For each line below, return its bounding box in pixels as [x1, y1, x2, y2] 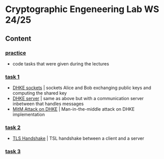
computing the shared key [12, 90, 67, 96]
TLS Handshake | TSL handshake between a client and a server [12, 135, 144, 141]
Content [5, 34, 32, 43]
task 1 [5, 73, 20, 80]
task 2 [5, 124, 21, 131]
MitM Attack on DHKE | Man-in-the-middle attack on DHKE [12, 106, 135, 112]
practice [5, 49, 26, 56]
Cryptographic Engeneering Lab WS [5, 4, 159, 15]
